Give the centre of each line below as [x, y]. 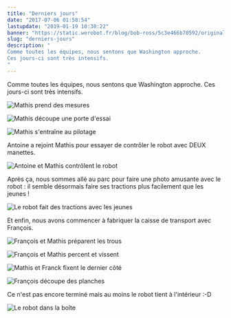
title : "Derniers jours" [43, 13]
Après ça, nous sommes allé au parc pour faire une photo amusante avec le [114, 179]
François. [20, 227]
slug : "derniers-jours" [41, 39]
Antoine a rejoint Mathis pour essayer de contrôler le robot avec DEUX [107, 145]
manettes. [21, 152]
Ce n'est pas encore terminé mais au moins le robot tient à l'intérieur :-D [109, 294]
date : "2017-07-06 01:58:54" [49, 20]
